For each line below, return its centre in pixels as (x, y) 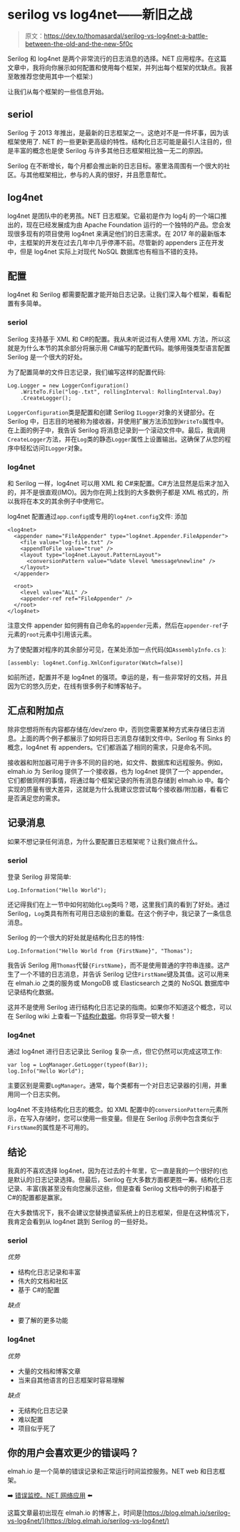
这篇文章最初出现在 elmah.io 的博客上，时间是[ (76, 1513)
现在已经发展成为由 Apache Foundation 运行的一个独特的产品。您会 (125, 224)
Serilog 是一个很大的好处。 (47, 357)
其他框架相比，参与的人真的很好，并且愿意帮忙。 (98, 174)
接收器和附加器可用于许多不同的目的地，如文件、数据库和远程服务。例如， (117, 762)
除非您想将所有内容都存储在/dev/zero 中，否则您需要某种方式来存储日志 (113, 729)
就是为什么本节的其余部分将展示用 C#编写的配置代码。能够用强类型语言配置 (119, 348)
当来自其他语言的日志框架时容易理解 (71, 1380)
